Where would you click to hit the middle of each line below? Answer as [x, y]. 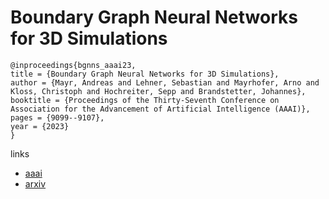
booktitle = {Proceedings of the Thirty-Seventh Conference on [145, 100]
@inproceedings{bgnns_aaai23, [73, 65]
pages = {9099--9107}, [57, 117]
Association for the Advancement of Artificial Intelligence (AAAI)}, [160, 109]
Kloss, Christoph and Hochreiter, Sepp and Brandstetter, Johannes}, [158, 91]
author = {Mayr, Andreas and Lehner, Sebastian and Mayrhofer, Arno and [165, 82]
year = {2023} [40, 126]
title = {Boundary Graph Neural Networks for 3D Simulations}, [145, 74]
